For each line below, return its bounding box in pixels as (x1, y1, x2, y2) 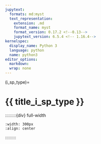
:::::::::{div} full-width (5, 112, 46, 118)
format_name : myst (14, 25, 51, 30)
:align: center (5, 126, 36, 131)
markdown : (9, 61, 29, 66)
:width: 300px (5, 122, 34, 126)
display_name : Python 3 (9, 43, 57, 48)
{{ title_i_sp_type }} (5, 96, 85, 108)
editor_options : (5, 57, 38, 62)
